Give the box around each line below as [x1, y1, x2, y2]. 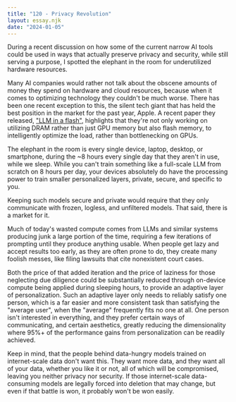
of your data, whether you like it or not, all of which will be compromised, [7, 365, 219, 373]
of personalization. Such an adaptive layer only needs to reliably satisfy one [7, 291, 227, 300]
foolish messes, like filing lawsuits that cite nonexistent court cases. [7, 255, 204, 263]
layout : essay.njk [7, 17, 61, 24]
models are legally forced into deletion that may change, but [41, 379, 216, 388]
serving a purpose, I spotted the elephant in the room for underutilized [7, 58, 211, 66]
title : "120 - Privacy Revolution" [7, 10, 112, 18]
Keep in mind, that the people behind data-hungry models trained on [7, 350, 206, 358]
